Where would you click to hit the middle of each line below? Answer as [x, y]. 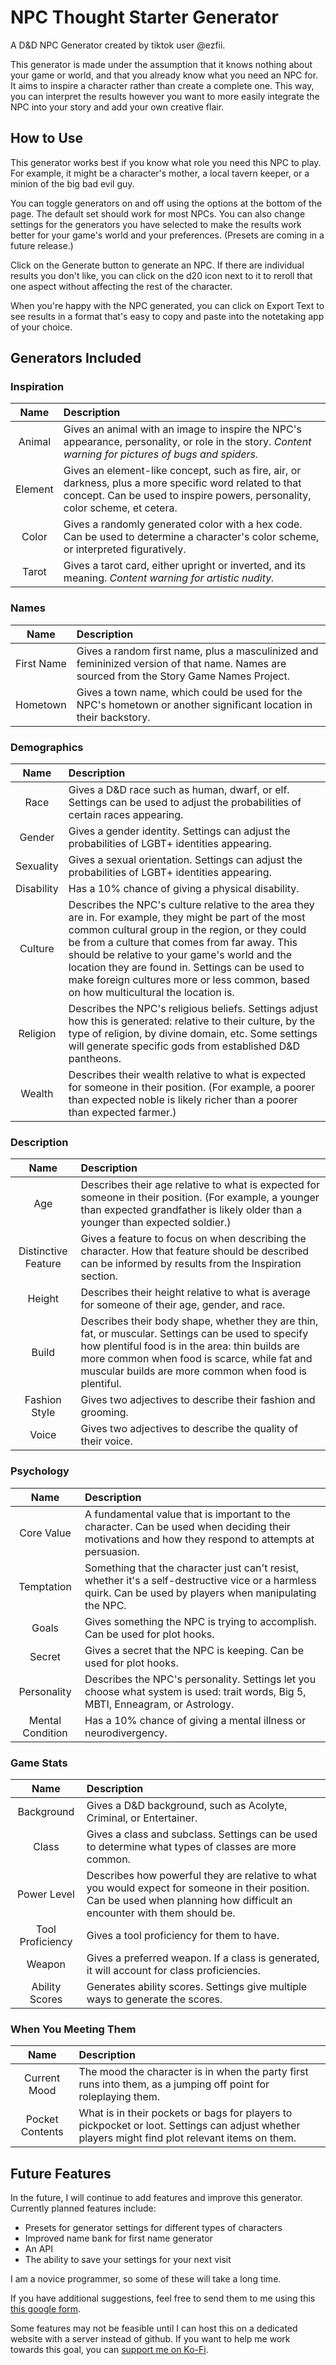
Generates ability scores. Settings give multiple [197, 1986]
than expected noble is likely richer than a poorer [183, 1100]
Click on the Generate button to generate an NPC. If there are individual [157, 265]
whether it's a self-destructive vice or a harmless [200, 1580]
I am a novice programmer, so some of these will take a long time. [146, 2279]
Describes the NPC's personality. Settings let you [200, 1679]
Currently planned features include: [83, 2208]
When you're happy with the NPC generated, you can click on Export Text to [167, 305]
